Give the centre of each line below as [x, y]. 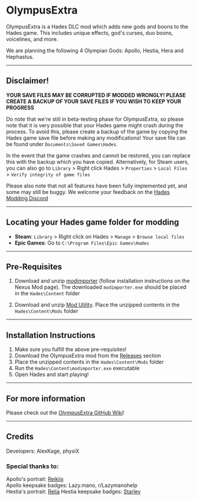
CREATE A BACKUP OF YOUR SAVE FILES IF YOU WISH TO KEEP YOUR [94, 101]
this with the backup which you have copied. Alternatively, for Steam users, [98, 161]
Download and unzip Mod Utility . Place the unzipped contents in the [97, 305]
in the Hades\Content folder [47, 294]
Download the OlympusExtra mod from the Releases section [88, 356]
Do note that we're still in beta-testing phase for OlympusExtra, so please [95, 119]
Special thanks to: [32, 466]
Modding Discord [27, 198]
